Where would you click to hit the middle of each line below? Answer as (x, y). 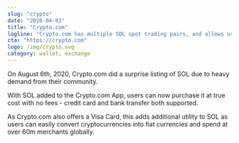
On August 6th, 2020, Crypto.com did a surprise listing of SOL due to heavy (118, 74)
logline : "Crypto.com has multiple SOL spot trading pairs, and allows (116, 34)
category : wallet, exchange (49, 54)
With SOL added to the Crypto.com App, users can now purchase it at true (116, 95)
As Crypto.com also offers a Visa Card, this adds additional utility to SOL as (118, 116)
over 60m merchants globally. (51, 132)
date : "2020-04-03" (36, 21)
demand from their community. (53, 81)
